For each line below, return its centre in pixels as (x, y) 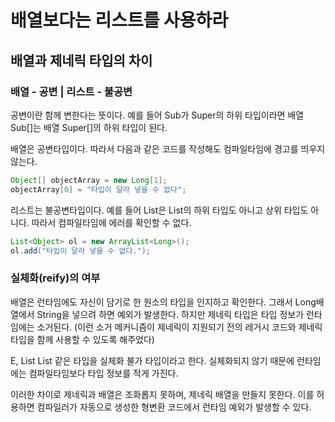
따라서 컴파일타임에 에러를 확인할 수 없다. (111, 222)
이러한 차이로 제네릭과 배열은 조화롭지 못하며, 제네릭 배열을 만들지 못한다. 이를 (162, 394)
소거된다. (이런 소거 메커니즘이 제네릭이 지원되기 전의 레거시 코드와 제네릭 (179, 327)
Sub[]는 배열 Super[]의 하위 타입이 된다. (89, 127)
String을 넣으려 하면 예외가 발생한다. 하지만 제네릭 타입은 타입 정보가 (170, 314)
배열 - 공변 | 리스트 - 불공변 (71, 91)
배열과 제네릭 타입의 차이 (81, 60)
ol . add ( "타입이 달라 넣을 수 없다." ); (80, 251)
